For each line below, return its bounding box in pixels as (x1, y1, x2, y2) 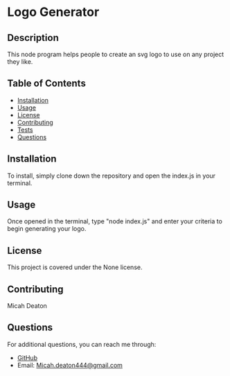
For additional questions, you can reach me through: (7, 340, 157, 348)
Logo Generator (7, 4, 100, 20)
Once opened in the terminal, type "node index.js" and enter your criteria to (7, 217, 223, 225)
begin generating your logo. (7, 225, 87, 233)
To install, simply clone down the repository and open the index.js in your (7, 171, 216, 180)
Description (7, 32, 59, 44)
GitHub (17, 353, 38, 361)
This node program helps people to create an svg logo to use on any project (7, 50, 224, 58)
